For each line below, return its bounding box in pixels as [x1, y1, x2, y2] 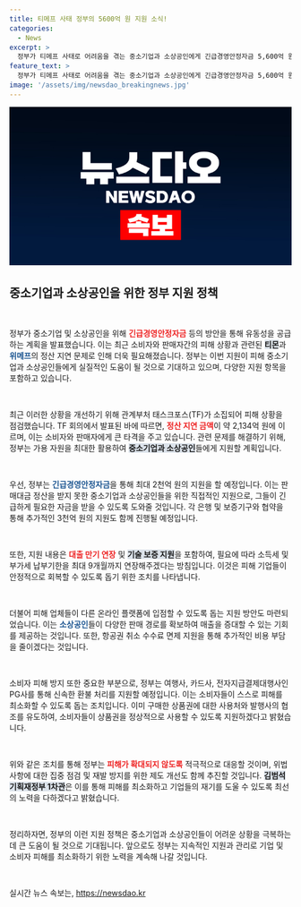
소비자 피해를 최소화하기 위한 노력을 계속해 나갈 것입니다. [9, 851, 208, 862]
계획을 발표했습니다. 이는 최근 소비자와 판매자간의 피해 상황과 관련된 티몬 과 [25, 339, 287, 350]
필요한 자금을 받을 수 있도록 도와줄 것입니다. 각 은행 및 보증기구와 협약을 [32, 501, 284, 512]
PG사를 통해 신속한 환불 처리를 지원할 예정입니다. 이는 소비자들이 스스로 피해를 [9, 689, 283, 700]
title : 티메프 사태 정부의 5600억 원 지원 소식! [9, 14, 168, 23]
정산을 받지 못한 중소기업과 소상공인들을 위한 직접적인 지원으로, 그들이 [32, 491, 278, 501]
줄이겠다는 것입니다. [18, 641, 89, 653]
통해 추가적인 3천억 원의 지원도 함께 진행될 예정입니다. [9, 513, 199, 524]
